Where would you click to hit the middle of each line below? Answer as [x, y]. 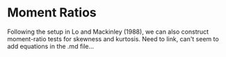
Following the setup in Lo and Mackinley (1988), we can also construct [108, 32]
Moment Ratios [52, 13]
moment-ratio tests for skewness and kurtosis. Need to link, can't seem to [113, 38]
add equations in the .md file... [51, 46]
